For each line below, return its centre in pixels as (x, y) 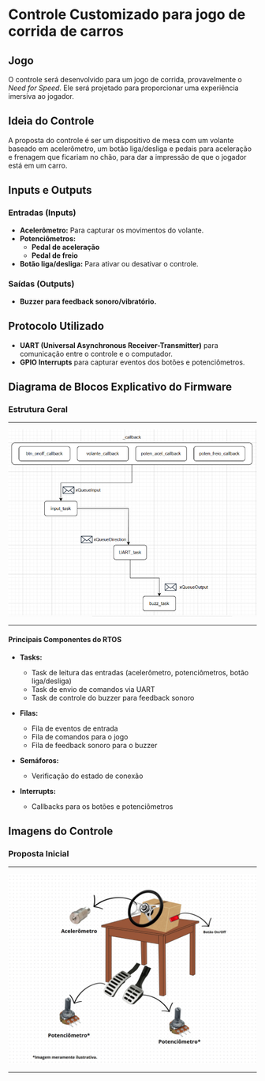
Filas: (29, 712)
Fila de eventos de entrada (75, 728)
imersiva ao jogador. (41, 96)
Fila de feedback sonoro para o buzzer (94, 745)
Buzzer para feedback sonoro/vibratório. (88, 301)
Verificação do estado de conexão (87, 776)
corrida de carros (66, 31)
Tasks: (31, 657)
